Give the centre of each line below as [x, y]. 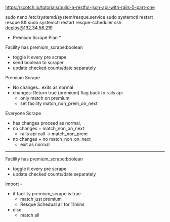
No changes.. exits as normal [43, 87]
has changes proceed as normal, [47, 123]
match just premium [41, 199]
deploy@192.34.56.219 [29, 28]
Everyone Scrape [23, 113]
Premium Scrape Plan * [37, 38]
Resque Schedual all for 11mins [52, 204]
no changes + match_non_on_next [48, 128]
